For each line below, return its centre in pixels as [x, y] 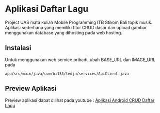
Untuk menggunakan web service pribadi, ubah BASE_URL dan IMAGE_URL [80, 60]
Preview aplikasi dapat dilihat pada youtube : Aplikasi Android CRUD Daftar [80, 100]
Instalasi [18, 48]
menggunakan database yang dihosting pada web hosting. [64, 32]
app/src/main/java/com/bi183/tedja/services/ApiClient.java [67, 74]
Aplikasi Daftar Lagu [47, 9]
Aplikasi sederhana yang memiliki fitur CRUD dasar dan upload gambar [76, 27]
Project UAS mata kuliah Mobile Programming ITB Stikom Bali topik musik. [79, 22]
